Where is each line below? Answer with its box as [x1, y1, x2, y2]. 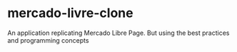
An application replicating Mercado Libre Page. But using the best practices [7, 28, 230, 37]
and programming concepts [7, 36, 89, 44]
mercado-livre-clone [7, 5, 133, 21]
